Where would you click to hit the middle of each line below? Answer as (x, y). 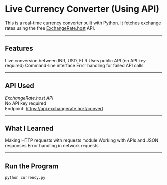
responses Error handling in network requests (52, 146)
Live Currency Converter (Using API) (82, 9)
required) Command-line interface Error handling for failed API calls (74, 65)
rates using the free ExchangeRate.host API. (50, 28)
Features (19, 48)
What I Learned (29, 128)
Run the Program (32, 166)
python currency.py (25, 178)
